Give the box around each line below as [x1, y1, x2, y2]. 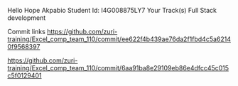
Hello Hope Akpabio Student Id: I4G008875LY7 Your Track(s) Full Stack [7, 6, 217, 14]
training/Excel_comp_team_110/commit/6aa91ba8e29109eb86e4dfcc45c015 [7, 64, 229, 72]
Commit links [7, 28, 46, 36]
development [7, 14, 46, 22]
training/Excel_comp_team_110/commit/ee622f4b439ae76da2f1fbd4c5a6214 [7, 35, 232, 43]
